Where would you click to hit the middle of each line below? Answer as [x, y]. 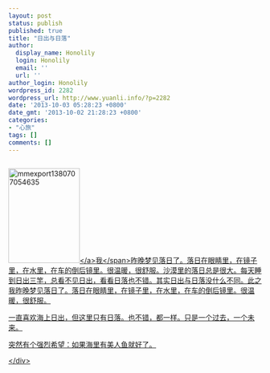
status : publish [35, 23]
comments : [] [30, 142]
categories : [28, 120]
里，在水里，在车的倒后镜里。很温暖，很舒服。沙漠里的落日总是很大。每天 [131, 270]
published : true [35, 30]
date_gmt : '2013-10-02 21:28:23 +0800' [75, 113]
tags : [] [23, 135]
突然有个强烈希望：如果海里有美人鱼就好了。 [82, 344]
